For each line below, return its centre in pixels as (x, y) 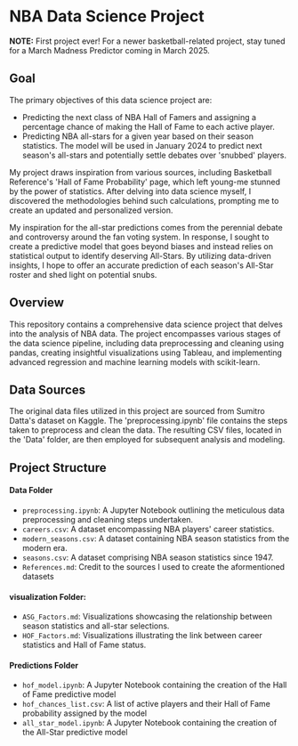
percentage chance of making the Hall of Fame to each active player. (149, 126)
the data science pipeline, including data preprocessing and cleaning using (147, 343)
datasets (38, 576)
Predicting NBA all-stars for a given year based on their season (138, 136)
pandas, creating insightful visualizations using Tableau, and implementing (146, 353)
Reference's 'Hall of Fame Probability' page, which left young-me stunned (145, 182)
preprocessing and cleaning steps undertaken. (108, 519)
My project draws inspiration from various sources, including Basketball (141, 172)
